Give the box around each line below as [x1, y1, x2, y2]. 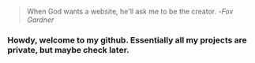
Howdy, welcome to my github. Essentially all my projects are [7, 35, 248, 46]
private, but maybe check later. [7, 44, 129, 55]
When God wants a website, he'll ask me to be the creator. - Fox [26, 7, 234, 16]
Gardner [26, 15, 54, 24]
